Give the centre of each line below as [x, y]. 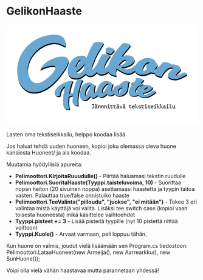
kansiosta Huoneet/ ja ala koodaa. [49, 152]
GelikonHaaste [44, 11]
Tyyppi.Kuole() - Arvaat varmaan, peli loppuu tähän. [81, 234]
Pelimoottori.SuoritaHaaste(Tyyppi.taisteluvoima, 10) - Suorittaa [98, 182]
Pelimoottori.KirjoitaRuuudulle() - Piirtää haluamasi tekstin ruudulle [100, 176]
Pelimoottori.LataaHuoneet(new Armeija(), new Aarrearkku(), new [88, 252]
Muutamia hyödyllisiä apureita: [45, 164]
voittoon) [26, 227]
